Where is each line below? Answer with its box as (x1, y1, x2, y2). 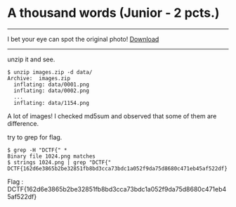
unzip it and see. (7, 55, 55, 63)
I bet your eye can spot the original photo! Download (7, 34, 159, 43)
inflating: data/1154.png (13, 99, 90, 106)
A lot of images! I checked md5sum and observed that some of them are (7, 111, 217, 120)
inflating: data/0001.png (13, 81, 90, 88)
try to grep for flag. (7, 132, 63, 142)
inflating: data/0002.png (13, 87, 90, 94)
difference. (7, 119, 39, 127)
